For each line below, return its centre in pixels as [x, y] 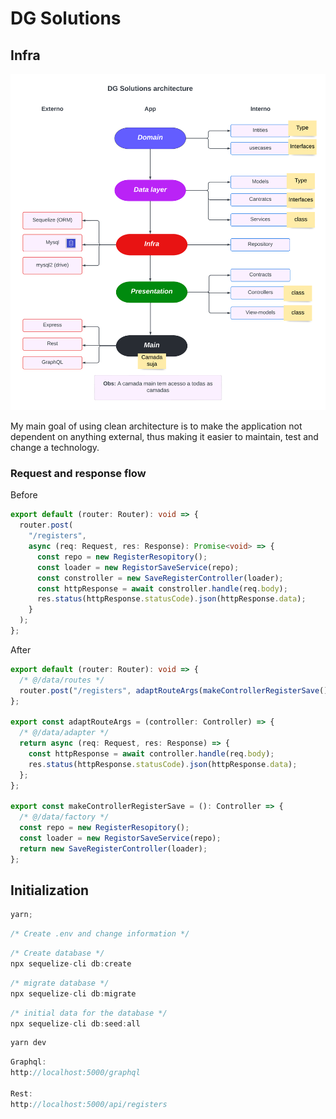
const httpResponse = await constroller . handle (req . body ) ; [162, 588]
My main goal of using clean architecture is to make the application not [156, 426]
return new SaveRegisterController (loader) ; [113, 848]
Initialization [50, 890]
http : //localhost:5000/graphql [75, 1073]
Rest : [21, 1093]
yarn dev [28, 1043]
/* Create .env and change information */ [100, 934]
